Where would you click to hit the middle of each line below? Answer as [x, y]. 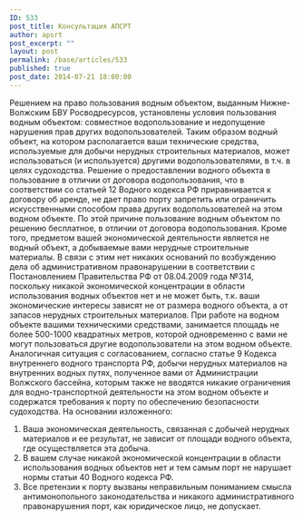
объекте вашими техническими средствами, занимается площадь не [144, 324]
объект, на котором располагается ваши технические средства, [135, 141]
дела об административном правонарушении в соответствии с [132, 266]
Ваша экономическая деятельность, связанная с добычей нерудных [156, 428]
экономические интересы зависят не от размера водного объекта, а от [149, 305]
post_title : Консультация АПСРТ [70, 26]
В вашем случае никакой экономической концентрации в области [151, 457]
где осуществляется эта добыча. [87, 448]
